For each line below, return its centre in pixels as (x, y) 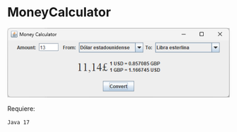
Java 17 (19, 122)
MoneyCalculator (59, 12)
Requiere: (21, 108)
